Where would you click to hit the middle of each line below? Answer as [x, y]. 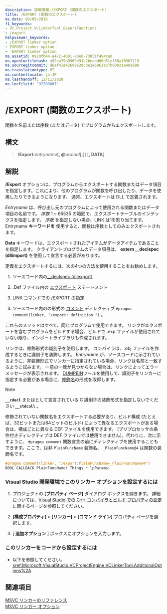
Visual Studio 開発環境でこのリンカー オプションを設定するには [82, 482]
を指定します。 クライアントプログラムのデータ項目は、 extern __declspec [82, 249]
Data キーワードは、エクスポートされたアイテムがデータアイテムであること [82, 243]
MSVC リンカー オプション [32, 607]
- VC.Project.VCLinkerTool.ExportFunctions [51, 28]
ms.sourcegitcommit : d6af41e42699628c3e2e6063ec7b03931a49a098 [72, 65]
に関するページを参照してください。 [49, 506]
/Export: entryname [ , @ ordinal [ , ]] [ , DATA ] [61, 155]
